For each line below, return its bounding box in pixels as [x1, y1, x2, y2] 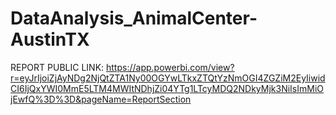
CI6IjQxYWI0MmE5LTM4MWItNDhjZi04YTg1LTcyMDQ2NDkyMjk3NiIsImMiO [10, 82, 325, 94]
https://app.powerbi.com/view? [106, 61, 235, 73]
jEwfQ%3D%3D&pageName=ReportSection [10, 93, 192, 105]
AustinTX [10, 28, 90, 51]
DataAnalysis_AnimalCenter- [10, 7, 258, 30]
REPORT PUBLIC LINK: [10, 61, 105, 73]
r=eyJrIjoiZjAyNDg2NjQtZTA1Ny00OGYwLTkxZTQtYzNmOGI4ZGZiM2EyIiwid [10, 72, 326, 84]
